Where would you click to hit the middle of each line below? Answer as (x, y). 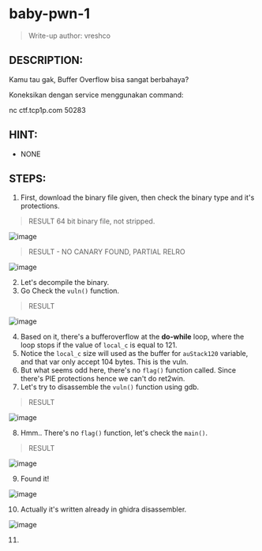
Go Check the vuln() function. (70, 291)
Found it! (35, 479)
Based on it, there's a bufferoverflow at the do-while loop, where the (132, 337)
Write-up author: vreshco (69, 36)
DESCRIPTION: (46, 60)
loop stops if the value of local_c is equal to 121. (99, 345)
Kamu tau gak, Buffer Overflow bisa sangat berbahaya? (99, 79)
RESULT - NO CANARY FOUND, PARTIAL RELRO (107, 252)
